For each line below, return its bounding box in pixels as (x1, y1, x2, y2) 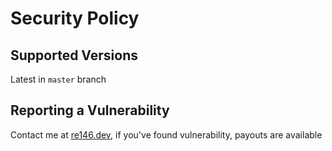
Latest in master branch (10, 73, 107, 85)
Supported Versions (10, 47, 138, 64)
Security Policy (10, 7, 140, 30)
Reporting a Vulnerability (10, 102, 170, 119)
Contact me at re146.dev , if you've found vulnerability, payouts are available (10, 128, 323, 141)
